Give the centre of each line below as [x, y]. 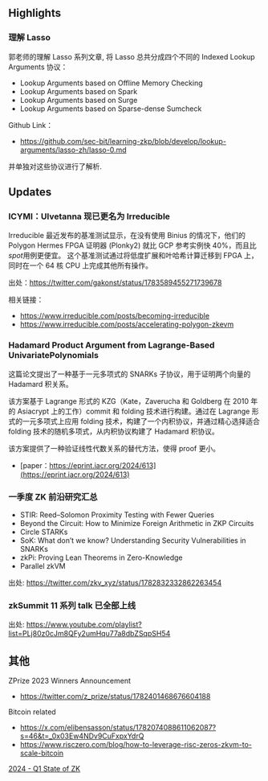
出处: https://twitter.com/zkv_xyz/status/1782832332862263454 [115, 582]
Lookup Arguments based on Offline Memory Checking [111, 83]
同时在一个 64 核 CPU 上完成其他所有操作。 [81, 265]
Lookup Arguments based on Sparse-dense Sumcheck [111, 109]
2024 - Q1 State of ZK [45, 769]
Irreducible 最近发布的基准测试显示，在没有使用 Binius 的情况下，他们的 [127, 236]
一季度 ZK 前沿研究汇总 [53, 496]
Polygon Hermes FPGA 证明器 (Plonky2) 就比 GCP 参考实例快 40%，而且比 [132, 245]
